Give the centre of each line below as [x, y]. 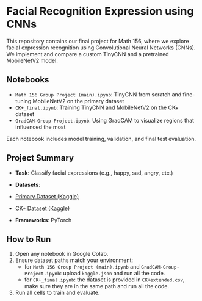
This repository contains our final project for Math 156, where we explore [98, 41]
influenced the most [40, 127]
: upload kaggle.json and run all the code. [113, 274]
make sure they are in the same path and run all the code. [97, 286]
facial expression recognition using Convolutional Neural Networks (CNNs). [101, 48]
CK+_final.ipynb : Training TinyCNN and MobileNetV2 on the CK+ [97, 107]
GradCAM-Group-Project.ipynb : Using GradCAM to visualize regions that [104, 120]
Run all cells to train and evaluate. [57, 293]
